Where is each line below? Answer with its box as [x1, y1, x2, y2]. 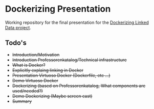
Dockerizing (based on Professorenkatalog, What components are [12, 83, 146, 89]
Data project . [5, 24, 31, 30]
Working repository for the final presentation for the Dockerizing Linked [5, 19, 149, 25]
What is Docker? [12, 62, 45, 68]
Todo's [5, 39, 27, 47]
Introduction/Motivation [12, 52, 60, 57]
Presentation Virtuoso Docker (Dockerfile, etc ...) [12, 72, 111, 78]
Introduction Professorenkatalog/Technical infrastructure [12, 57, 127, 63]
